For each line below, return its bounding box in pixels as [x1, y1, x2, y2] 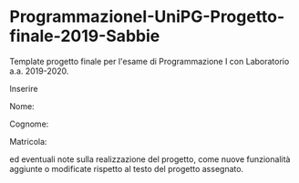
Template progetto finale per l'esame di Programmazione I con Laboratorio [9, 56, 290, 66]
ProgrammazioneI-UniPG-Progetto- [9, 6, 285, 27]
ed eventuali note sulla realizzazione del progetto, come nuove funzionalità [9, 153, 291, 165]
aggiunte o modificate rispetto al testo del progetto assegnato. [9, 163, 244, 174]
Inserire [9, 83, 38, 94]
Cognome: [9, 118, 49, 129]
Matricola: [9, 136, 47, 147]
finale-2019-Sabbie [9, 25, 160, 46]
